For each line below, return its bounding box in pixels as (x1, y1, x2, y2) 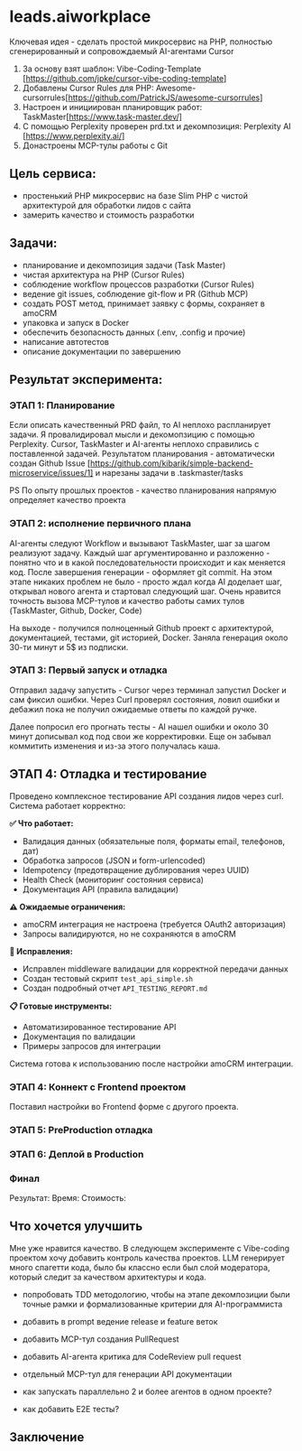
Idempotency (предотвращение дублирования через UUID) (22, 864, 250, 875)
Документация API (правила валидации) (22, 883, 178, 895)
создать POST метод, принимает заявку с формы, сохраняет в (22, 298, 266, 309)
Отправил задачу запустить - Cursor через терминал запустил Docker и (9, 684, 287, 695)
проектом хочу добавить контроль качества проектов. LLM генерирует (9, 1252, 286, 1263)
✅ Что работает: (9, 817, 74, 828)
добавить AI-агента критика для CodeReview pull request (22, 1351, 242, 1362)
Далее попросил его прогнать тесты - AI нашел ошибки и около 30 (9, 721, 269, 732)
